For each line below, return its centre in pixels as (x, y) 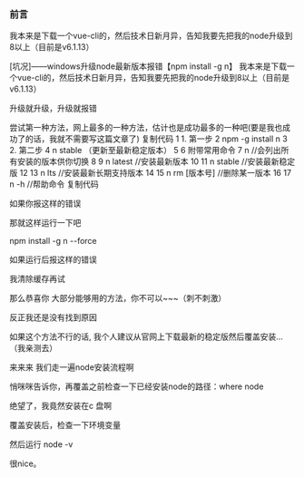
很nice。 (25, 463)
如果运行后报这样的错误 (53, 259)
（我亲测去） (33, 348)
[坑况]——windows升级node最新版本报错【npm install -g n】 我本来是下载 (148, 66)
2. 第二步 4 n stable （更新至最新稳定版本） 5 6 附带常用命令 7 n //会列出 (145, 151)
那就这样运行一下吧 (45, 223)
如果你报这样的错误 (45, 204)
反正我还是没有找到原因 (53, 317)
